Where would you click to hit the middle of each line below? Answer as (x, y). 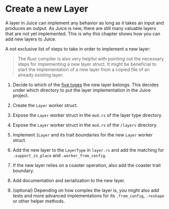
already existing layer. (40, 75)
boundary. (23, 170)
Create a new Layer (47, 9)
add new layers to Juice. (31, 39)
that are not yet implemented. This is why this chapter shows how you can (83, 33)
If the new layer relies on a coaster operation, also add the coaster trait (87, 165)
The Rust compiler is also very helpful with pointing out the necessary (91, 58)
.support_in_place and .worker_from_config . (59, 155)
